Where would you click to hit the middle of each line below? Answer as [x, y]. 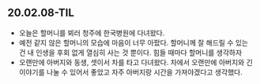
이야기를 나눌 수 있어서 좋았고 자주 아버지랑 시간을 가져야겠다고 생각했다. [130, 72]
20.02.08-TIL [41, 13]
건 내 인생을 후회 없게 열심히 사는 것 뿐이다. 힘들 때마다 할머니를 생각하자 [130, 52]
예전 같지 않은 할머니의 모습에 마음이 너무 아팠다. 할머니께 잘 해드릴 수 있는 [134, 42]
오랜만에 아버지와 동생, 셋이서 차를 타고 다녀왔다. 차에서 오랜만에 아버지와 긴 [136, 62]
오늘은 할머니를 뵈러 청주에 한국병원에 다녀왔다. [92, 33]
